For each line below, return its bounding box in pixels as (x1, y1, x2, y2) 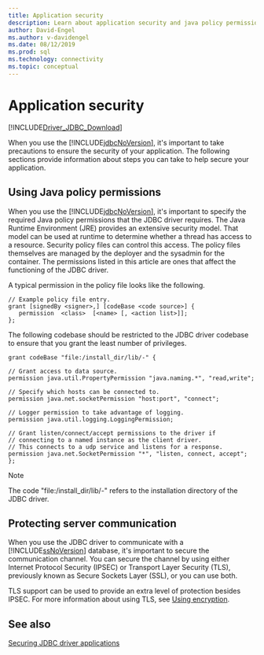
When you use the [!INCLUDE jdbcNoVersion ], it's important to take (8, 138, 225, 147)
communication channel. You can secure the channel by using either (8, 554, 230, 564)
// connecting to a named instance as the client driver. (8, 436, 202, 444)
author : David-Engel (8, 26, 76, 34)
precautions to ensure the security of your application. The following (8, 146, 230, 156)
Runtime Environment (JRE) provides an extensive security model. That (8, 223, 239, 233)
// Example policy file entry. (8, 296, 111, 304)
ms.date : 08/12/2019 (8, 41, 76, 49)
